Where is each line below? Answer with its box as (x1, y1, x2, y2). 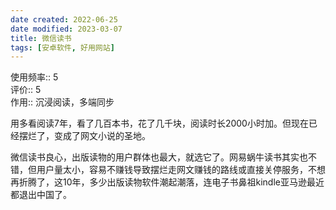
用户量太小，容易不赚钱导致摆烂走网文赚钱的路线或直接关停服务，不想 (36, 164, 326, 176)
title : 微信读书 (10, 33, 72, 43)
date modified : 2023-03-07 (10, 24, 123, 34)
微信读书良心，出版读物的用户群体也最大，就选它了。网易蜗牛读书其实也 (10, 151, 308, 163)
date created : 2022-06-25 (10, 14, 118, 25)
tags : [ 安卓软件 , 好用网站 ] (10, 42, 115, 53)
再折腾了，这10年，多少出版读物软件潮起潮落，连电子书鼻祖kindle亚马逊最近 (10, 176, 325, 188)
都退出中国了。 (10, 189, 72, 201)
